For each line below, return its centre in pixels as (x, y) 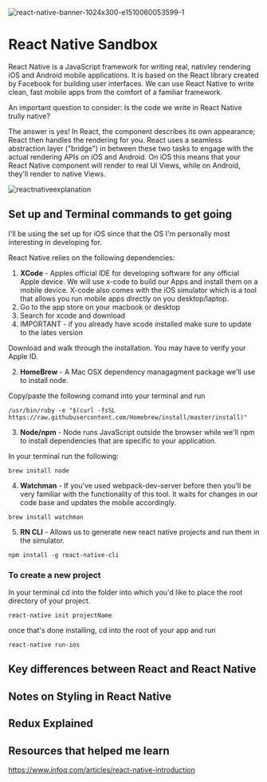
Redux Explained (51, 723)
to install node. (44, 380)
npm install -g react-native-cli (64, 555)
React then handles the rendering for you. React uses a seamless (115, 140)
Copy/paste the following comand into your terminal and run (107, 396)
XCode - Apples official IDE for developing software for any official (130, 273)
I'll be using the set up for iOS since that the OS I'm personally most (119, 233)
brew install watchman (46, 517)
